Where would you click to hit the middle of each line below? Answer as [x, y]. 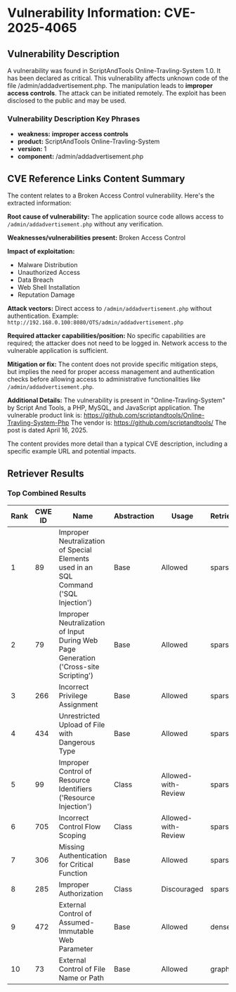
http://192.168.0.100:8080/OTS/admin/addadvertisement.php [96, 323]
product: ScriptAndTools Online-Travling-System [88, 141]
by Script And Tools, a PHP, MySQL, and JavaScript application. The [106, 408]
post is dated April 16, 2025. [48, 430]
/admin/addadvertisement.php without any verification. [85, 224]
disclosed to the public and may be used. [67, 101]
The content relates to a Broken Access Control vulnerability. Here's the [111, 195]
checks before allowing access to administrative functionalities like [104, 379]
